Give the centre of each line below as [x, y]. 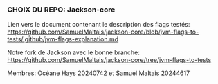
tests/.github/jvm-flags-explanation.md [63, 39]
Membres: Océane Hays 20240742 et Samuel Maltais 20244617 [99, 73]
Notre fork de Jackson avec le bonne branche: [74, 52]
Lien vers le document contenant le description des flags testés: [99, 25]
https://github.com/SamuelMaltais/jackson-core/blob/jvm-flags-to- [103, 32]
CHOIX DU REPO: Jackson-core [61, 10]
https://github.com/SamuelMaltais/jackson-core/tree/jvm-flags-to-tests [109, 60]
